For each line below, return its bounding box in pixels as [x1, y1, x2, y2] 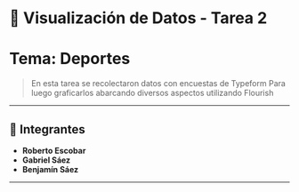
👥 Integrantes [9, 122, 86, 137]
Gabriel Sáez [21, 155, 71, 165]
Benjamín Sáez [21, 164, 79, 174]
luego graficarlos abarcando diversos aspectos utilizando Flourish [30, 88, 274, 99]
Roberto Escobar [21, 145, 86, 156]
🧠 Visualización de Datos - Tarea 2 [9, 8, 268, 28]
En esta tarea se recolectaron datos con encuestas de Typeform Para [30, 78, 287, 89]
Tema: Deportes [9, 49, 131, 69]
